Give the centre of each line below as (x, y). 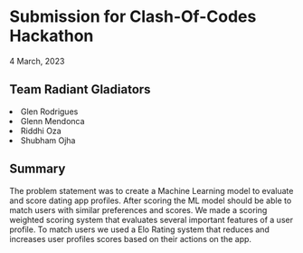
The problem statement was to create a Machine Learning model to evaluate (151, 190)
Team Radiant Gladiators (80, 89)
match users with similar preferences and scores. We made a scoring (138, 209)
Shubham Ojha (48, 140)
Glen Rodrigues (50, 112)
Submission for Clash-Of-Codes (133, 17)
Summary (38, 169)
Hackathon (52, 36)
